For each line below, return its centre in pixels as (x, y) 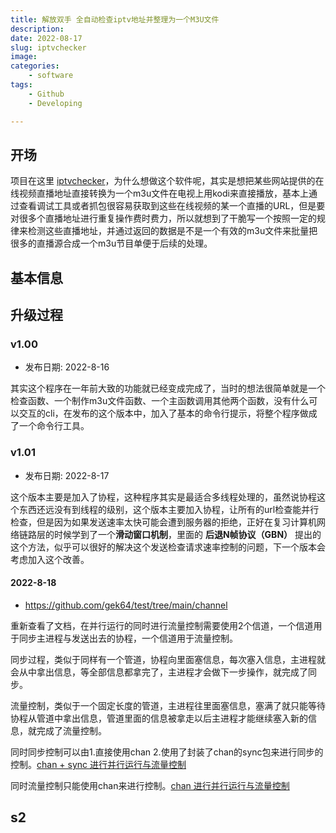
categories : (35, 66)
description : (37, 29)
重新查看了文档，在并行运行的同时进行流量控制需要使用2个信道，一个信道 (162, 625)
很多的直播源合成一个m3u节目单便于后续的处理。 (111, 243)
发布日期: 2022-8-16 (67, 367)
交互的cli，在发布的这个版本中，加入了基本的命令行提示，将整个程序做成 (168, 413)
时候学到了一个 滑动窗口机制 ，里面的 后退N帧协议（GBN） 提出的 (187, 534)
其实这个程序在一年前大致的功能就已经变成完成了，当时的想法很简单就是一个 (168, 388)
